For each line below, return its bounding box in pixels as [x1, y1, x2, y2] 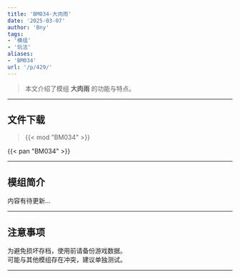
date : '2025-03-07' [7, 17, 66, 24]
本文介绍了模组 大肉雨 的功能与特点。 [24, 84, 136, 93]
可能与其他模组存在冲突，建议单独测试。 [7, 255, 126, 264]
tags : [7, 30, 24, 38]
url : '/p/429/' [7, 64, 53, 71]
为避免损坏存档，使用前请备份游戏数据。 [7, 247, 126, 255]
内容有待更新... [7, 197, 51, 205]
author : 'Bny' [7, 24, 50, 31]
